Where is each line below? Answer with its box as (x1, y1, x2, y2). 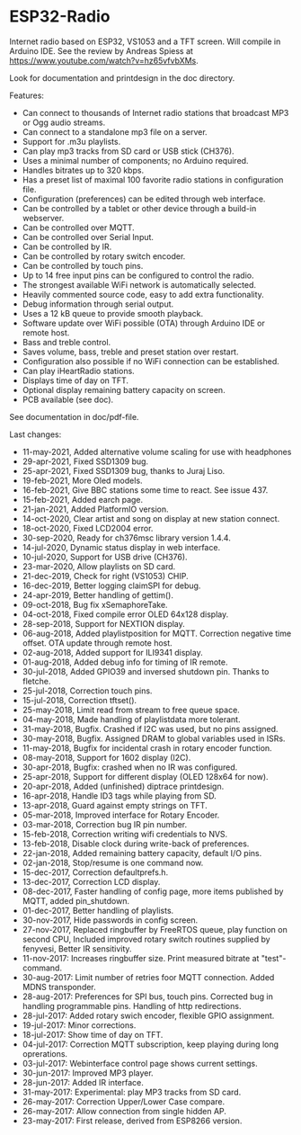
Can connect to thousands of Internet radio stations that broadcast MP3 (22, 107, 289, 118)
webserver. (22, 212, 65, 223)
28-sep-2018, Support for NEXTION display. (22, 618, 186, 629)
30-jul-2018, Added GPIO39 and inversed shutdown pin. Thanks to (22, 666, 270, 676)
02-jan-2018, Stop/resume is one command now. (22, 857, 204, 868)
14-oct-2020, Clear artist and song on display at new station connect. (22, 513, 280, 523)
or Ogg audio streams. (22, 117, 106, 128)
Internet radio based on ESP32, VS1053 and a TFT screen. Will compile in (9, 36, 281, 47)
